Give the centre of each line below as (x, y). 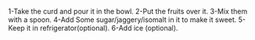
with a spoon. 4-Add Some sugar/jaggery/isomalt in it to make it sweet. (122, 20)
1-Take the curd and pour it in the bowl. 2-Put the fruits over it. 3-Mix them (128, 11)
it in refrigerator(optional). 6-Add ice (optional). (102, 28)
